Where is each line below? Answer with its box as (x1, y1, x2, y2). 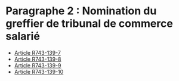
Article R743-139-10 (14, 68, 64, 75)
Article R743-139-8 (14, 55, 61, 63)
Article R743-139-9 (14, 61, 61, 69)
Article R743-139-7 (14, 49, 61, 56)
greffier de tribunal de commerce (5, 17, 174, 30)
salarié (5, 30, 40, 43)
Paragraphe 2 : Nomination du (5, 4, 157, 18)
